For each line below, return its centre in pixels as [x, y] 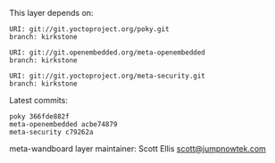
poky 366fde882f [39, 117]
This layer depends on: [51, 13]
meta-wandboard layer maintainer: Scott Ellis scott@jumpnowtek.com [137, 149]
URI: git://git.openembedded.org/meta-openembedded [107, 53]
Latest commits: [39, 100]
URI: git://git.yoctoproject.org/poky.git [89, 29]
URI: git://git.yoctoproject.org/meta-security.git [107, 76]
